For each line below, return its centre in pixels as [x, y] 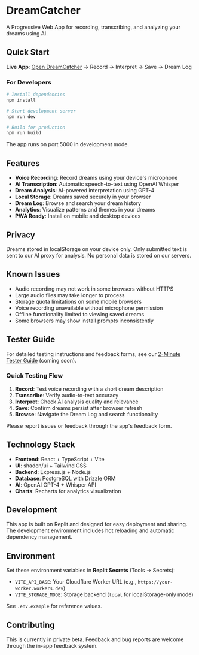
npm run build [24, 133]
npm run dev [21, 117]
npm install [21, 100]
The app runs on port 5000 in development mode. [68, 144]
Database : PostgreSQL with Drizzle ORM [65, 478]
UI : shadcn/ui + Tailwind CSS [50, 466]
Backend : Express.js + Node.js [53, 472]
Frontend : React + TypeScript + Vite [59, 459]
